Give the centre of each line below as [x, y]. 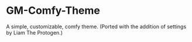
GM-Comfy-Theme [53, 11]
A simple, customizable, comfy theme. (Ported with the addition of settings [96, 26]
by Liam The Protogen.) [35, 32]
